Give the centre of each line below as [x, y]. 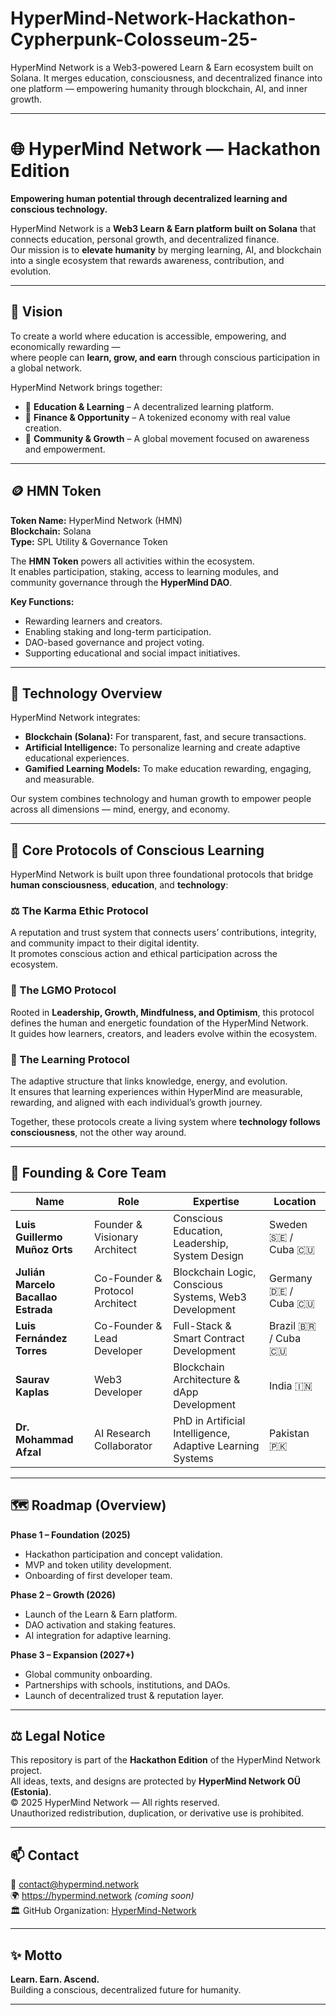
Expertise [216, 1201]
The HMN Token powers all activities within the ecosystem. [132, 561]
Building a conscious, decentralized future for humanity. [126, 1990]
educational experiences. [77, 758]
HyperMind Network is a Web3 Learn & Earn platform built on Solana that [163, 228]
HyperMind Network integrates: [75, 718]
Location [295, 1201]
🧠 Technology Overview [86, 693]
